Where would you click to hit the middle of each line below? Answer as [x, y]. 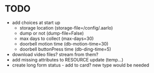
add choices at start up [36, 22]
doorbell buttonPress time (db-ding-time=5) [65, 49]
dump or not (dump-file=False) [52, 33]
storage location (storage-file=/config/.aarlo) [66, 27]
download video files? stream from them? [55, 54]
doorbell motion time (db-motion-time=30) [64, 43]
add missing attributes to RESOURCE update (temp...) [68, 59]
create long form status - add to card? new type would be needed [81, 65]
